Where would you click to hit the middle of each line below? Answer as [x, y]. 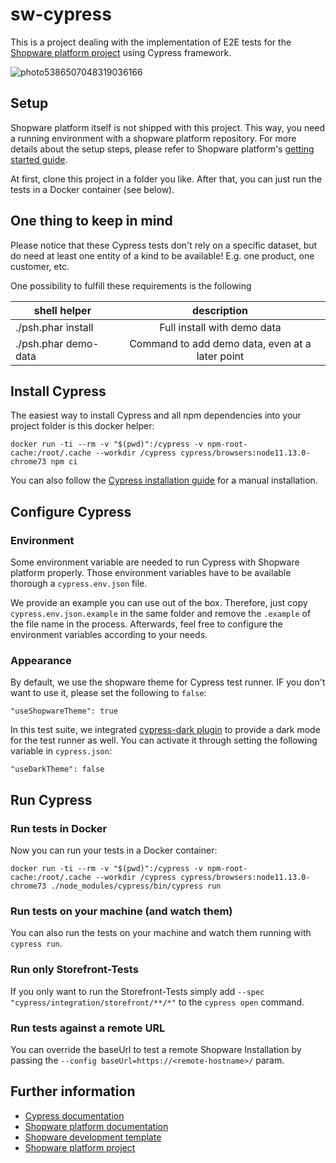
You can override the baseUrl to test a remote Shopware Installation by [156, 1049]
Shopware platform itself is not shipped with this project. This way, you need [168, 127]
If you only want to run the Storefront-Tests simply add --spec [137, 991]
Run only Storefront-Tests [74, 970]
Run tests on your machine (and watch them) [121, 911]
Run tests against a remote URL [88, 1028]
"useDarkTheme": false [57, 769]
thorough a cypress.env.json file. [79, 584]
